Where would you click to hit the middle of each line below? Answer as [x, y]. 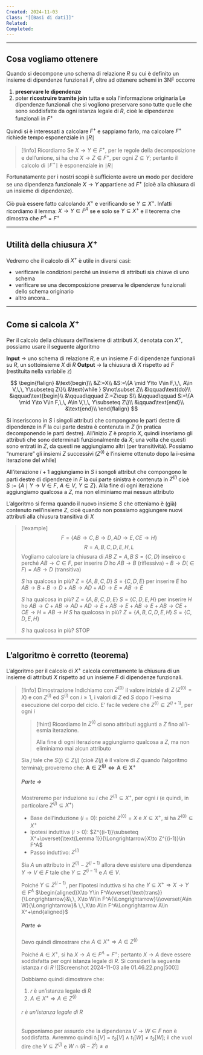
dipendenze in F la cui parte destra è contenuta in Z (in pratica [84, 427]
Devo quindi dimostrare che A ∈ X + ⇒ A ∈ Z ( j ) [79, 941]
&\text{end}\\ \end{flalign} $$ [101, 409]
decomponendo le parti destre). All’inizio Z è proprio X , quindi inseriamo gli [100, 433]
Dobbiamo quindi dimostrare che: [63, 979]
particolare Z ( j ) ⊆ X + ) [47, 804]
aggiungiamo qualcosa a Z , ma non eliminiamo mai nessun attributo [90, 492]
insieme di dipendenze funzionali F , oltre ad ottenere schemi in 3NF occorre [101, 80]
